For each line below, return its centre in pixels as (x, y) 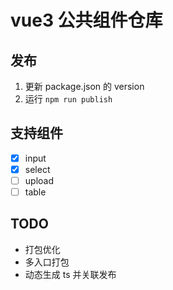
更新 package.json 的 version (84, 86)
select (37, 169)
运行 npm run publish (68, 99)
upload (39, 180)
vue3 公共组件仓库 (86, 20)
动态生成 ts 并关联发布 (70, 274)
